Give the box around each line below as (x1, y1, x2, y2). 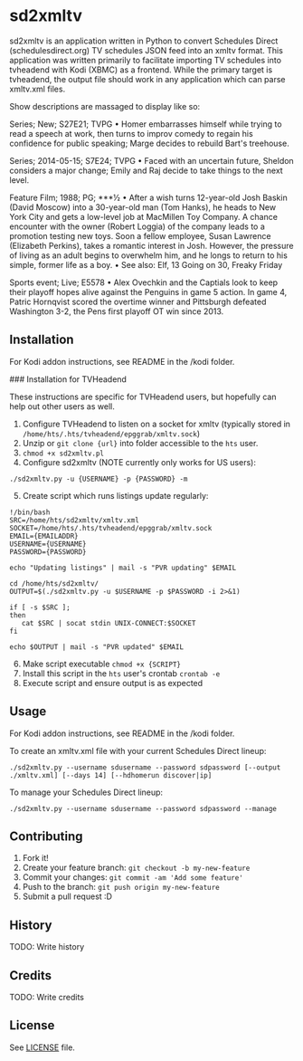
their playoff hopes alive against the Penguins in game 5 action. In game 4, (9, 286, 288, 297)
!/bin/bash (9, 508, 51, 517)
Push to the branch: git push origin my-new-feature (22, 882, 220, 893)
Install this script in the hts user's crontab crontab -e (22, 667, 221, 679)
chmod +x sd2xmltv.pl (22, 449, 104, 458)
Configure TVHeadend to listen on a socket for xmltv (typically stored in (22, 418, 291, 429)
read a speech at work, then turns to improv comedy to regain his (9, 128, 253, 139)
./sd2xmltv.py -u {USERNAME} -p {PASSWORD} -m (9, 474, 188, 483)
